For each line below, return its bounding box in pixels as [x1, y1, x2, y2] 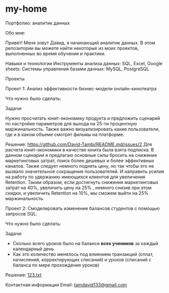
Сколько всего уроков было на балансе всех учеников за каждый [12, 240, 158, 246]
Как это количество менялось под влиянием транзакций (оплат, [12, 251, 154, 257]
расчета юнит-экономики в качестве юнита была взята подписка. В [5, 146, 154, 153]
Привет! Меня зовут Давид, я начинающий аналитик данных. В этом [5, 39, 156, 46]
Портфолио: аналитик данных [5, 20, 70, 26]
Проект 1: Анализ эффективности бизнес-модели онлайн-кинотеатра [5, 85, 157, 92]
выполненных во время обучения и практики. [5, 50, 106, 57]
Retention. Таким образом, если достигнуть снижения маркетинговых [5, 179, 159, 185]
